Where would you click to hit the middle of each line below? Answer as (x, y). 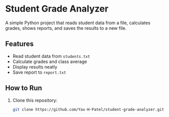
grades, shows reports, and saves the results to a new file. (66, 28)
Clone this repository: (35, 100)
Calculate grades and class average (50, 62)
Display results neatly (35, 67)
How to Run (24, 88)
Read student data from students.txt (51, 56)
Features (19, 44)
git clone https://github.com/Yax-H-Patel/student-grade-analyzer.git (88, 109)
